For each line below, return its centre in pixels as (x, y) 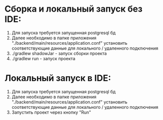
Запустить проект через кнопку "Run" (51, 112)
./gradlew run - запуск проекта (43, 58)
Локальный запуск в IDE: (58, 78)
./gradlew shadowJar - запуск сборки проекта (59, 53)
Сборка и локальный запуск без (73, 9)
